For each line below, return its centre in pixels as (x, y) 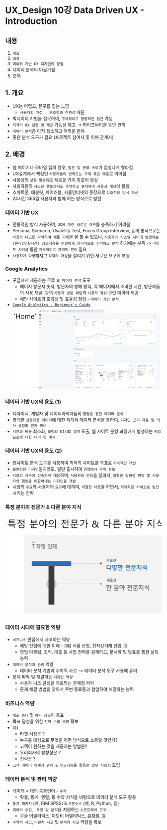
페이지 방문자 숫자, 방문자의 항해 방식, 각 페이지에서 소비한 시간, (81, 287)
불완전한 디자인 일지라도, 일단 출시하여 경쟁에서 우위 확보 (64, 469)
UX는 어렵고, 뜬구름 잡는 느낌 (41, 106)
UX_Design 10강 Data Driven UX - (75, 10)
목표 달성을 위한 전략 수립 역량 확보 (45, 721)
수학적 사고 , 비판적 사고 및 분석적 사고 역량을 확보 (57, 822)
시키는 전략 (23, 493)
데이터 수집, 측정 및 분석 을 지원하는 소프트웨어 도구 (59, 810)
